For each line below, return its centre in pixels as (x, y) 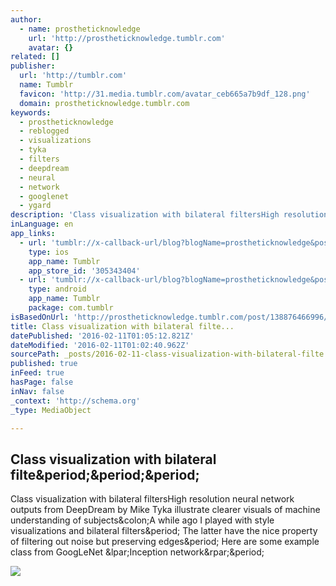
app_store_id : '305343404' (84, 271)
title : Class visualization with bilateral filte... (122, 326)
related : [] (35, 57)
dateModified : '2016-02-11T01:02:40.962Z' (100, 345)
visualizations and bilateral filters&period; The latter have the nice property (164, 531)
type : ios (49, 252)
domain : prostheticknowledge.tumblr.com (104, 103)
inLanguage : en (42, 224)
